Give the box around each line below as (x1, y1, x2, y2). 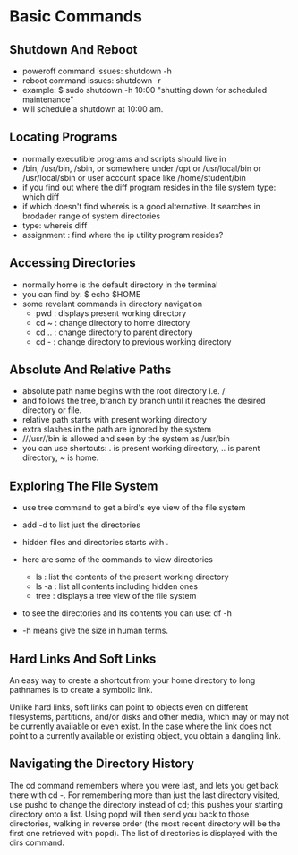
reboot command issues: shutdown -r (21, 75, 161, 86)
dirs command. (9, 837, 65, 848)
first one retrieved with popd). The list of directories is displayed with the (9, 827, 277, 838)
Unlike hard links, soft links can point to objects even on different (9, 702, 249, 713)
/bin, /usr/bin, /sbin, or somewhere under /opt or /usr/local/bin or (21, 163, 262, 174)
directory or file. (21, 405, 82, 415)
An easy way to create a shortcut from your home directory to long (9, 675, 256, 686)
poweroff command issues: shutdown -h (21, 65, 173, 76)
